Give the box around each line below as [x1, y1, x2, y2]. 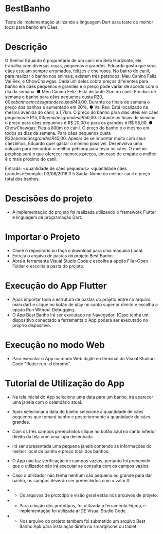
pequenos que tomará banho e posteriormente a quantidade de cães [12, 413, 151, 420]
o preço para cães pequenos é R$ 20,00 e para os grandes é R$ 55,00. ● [5, 120, 153, 125]
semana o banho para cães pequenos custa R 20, [5, 94, 104, 100]
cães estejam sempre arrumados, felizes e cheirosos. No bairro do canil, [5, 68, 150, 74]
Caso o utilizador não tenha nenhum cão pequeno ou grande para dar [12, 472, 152, 478]
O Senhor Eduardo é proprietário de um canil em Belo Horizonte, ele [5, 57, 142, 63]
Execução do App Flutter [5, 280, 107, 291]
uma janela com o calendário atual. [12, 399, 83, 405]
